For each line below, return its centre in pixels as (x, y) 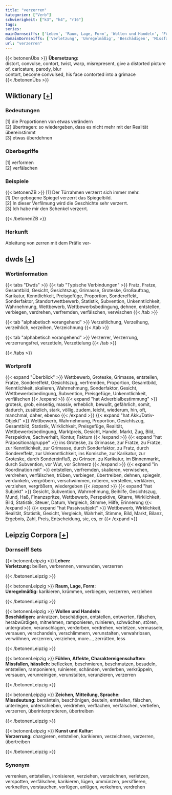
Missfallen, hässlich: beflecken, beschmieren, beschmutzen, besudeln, (81, 664)
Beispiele (17, 181)
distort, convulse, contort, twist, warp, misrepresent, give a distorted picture (85, 63)
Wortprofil (18, 366)
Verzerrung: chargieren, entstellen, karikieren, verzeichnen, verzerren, (80, 736)
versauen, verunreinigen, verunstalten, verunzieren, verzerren (71, 675)
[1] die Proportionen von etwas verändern (49, 121)
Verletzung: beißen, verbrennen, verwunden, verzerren (64, 566)
